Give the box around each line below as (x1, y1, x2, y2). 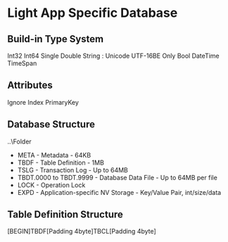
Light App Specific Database (7, 5, 178, 21)
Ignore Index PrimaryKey (7, 98, 80, 106)
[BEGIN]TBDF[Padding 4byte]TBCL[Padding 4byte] (7, 227, 156, 236)
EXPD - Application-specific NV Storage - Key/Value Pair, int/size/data (17, 188, 222, 196)
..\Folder (7, 137, 32, 146)
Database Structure (7, 118, 95, 131)
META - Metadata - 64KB (17, 151, 91, 159)
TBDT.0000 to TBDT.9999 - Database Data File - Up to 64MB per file (17, 173, 218, 181)
